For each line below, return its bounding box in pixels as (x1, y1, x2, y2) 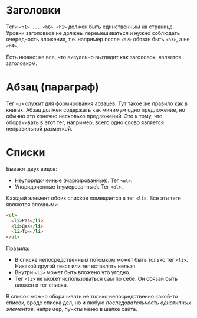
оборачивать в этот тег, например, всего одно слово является (6, 119, 164, 126)
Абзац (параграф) (6, 80, 99, 94)
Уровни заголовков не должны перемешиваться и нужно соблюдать (6, 29, 180, 36)
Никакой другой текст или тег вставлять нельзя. (14, 262, 137, 270)
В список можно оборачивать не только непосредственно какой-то (6, 293, 178, 300)
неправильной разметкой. (6, 125, 73, 132)
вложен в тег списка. (14, 281, 68, 288)
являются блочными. (6, 200, 60, 207)
